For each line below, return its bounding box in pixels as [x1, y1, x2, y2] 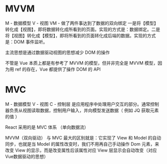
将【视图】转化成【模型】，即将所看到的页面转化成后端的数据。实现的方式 [5, 32, 156, 38]
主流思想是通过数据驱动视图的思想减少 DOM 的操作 [5, 49, 110, 55]
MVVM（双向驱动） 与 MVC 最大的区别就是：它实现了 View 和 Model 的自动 [5, 135, 162, 141]
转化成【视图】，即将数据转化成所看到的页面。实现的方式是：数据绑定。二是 [5, 26, 161, 32]
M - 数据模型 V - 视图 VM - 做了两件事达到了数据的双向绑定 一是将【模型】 [5, 20, 159, 26]
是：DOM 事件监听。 [5, 38, 48, 45]
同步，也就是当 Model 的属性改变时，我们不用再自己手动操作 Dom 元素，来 [5, 141, 160, 147]
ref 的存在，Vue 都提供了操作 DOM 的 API [14, 66, 101, 72]
